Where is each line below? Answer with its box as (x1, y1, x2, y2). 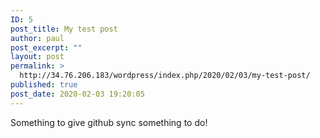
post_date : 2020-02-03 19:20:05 (10, 89, 145, 99)
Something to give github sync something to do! (10, 116, 208, 128)
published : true (10, 80, 78, 90)
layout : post (10, 52, 65, 62)
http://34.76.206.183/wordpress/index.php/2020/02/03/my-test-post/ (19, 71, 311, 81)
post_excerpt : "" (10, 42, 83, 53)
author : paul (10, 33, 65, 43)
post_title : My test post (10, 24, 118, 34)
